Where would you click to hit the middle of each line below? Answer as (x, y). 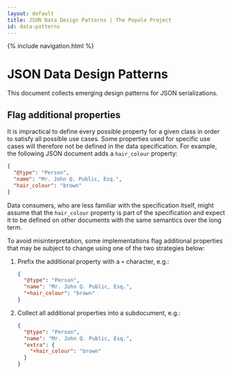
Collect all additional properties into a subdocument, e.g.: (99, 312)
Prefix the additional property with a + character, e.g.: (93, 261)
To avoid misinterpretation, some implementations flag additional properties (115, 241)
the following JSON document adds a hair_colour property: (92, 153)
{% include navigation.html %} (51, 46)
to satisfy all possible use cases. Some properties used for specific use (109, 139)
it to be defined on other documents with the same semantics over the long (114, 220)
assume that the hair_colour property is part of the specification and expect (116, 212)
